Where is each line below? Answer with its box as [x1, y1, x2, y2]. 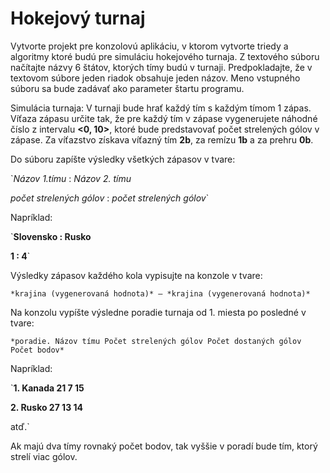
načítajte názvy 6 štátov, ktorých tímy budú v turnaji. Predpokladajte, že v [10, 61, 313, 73]
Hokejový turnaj [10, 7, 146, 30]
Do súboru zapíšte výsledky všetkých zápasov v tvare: [10, 153, 236, 165]
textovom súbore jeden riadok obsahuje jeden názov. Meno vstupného [10, 72, 301, 84]
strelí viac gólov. [10, 450, 78, 462]
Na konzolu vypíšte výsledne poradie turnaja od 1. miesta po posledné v [10, 306, 307, 318]
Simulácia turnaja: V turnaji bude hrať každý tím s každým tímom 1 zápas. [10, 102, 312, 114]
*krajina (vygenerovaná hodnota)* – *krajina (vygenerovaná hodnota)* [10, 288, 311, 299]
